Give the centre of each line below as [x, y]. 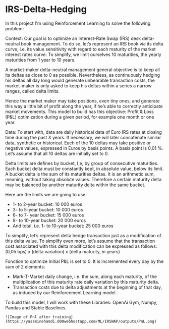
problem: [15, 28]
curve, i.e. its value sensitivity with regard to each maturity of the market [80, 49]
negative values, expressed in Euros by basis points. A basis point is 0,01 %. [84, 148]
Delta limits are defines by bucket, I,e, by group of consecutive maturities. [82, 163]
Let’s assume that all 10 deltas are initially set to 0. [57, 153]
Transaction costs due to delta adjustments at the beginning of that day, [87, 287]
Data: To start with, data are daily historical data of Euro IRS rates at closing [84, 132]
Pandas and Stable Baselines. [36, 308]
